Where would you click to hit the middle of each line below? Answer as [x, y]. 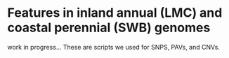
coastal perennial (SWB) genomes [109, 28]
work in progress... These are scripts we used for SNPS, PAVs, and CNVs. [113, 47]
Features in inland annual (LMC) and [115, 13]
